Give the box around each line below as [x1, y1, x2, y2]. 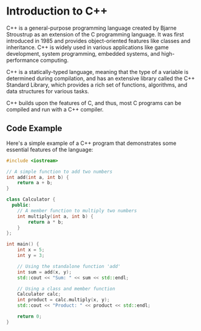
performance [6, 56, 39, 64]
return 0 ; [17, 313, 43, 319]
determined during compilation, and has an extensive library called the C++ [6, 75, 196, 82]
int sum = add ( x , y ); [17, 269, 72, 275]
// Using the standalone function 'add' [17, 263, 121, 269]
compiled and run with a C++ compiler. [6, 105, 104, 113]
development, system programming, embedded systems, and [6, 50, 160, 57]
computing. [40, 56, 69, 64]
